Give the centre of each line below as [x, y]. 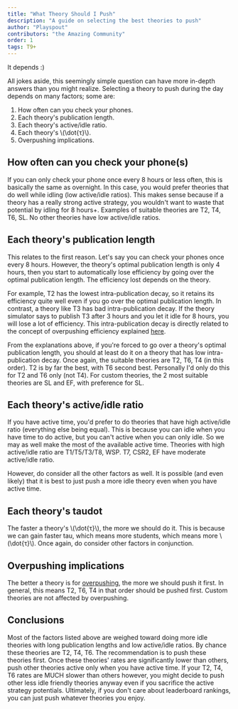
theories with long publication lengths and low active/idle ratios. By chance [117, 645]
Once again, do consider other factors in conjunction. [116, 543]
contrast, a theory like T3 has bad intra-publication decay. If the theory [111, 308]
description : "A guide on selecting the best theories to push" [104, 21]
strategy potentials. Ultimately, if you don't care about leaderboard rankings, [119, 690]
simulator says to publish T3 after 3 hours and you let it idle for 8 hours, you [118, 316]
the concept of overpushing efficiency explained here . [87, 331]
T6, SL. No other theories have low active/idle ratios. [84, 217]
